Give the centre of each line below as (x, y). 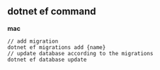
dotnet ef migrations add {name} (57, 47)
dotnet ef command (52, 12)
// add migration (33, 41)
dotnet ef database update (47, 59)
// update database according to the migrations (80, 53)
